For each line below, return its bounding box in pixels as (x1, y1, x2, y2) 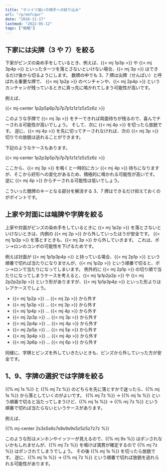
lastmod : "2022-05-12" (5, 21, 52, 26)
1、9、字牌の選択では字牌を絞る (5, 372, 104, 380)
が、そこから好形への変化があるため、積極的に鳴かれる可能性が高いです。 (5, 171, 158, 177)
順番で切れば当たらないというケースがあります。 (5, 405, 105, 411)
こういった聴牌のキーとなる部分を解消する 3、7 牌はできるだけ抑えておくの (5, 188, 161, 194)
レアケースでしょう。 (5, 285, 49, 291)
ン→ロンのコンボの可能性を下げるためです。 (5, 243, 96, 249)
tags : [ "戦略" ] (5, 26, 35, 31)
